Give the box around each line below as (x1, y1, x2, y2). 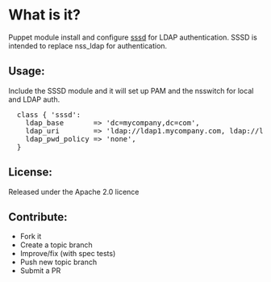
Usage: (8, 65, 46, 78)
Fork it (19, 232, 42, 242)
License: (8, 166, 52, 179)
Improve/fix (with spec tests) (19, 249, 116, 259)
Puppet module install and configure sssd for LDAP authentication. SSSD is (8, 32, 258, 42)
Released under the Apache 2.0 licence (8, 187, 140, 196)
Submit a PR (19, 266, 61, 276)
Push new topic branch (19, 257, 98, 267)
